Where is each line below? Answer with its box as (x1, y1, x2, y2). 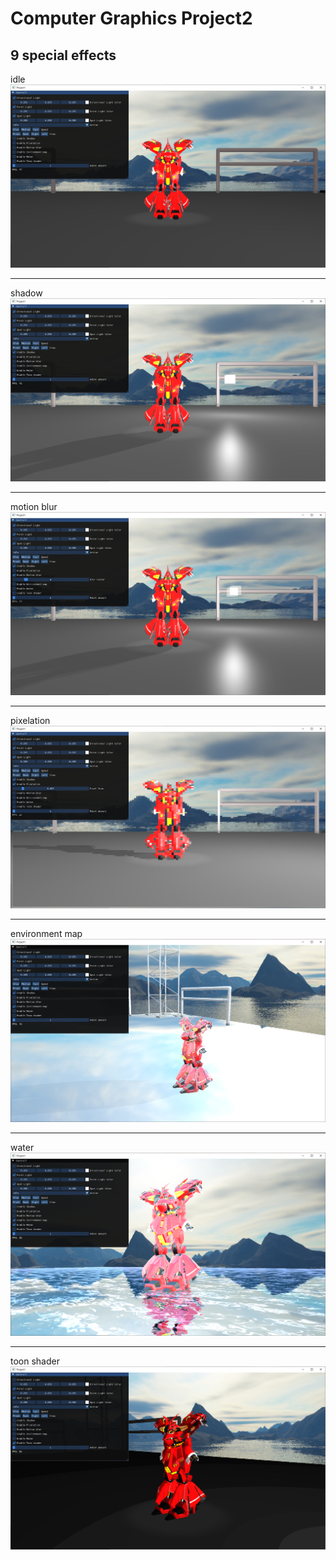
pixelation (10, 714, 51, 726)
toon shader (10, 1355, 60, 1367)
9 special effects (10, 47, 117, 64)
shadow (10, 287, 43, 299)
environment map (10, 928, 83, 940)
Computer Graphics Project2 (10, 7, 253, 30)
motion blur (10, 500, 58, 512)
